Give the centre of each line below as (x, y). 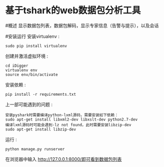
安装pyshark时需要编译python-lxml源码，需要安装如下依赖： (62, 115)
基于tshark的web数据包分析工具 (73, 10)
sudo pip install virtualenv (36, 46)
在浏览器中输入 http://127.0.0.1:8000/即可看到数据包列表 (64, 159)
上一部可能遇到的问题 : (29, 104)
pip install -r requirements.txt (41, 94)
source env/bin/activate (32, 74)
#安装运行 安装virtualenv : (32, 36)
